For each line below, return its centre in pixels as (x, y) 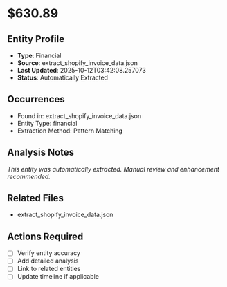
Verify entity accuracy (49, 253)
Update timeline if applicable (58, 277)
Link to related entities (49, 269)
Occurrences (36, 99)
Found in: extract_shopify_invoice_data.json (79, 115)
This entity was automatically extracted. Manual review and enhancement (113, 169)
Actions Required (45, 236)
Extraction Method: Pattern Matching (70, 131)
